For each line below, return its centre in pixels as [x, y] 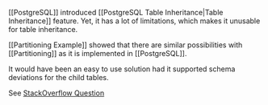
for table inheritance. [43, 29]
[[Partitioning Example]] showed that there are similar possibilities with [126, 45]
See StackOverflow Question [57, 93]
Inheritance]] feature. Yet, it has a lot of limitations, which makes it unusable [134, 21]
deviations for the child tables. [59, 77]
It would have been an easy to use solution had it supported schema [122, 69]
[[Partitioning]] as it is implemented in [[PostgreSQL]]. [98, 53]
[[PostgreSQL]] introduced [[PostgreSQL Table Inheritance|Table [116, 12]
